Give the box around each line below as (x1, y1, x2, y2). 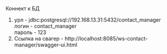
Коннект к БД (5, 5, 40, 12)
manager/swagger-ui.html (14, 41, 78, 48)
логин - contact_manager (14, 23, 77, 29)
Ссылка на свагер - (14, 35, 64, 42)
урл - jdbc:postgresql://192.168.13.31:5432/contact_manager (14, 16, 162, 23)
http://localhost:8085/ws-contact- (64, 35, 148, 42)
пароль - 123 (14, 29, 47, 36)
